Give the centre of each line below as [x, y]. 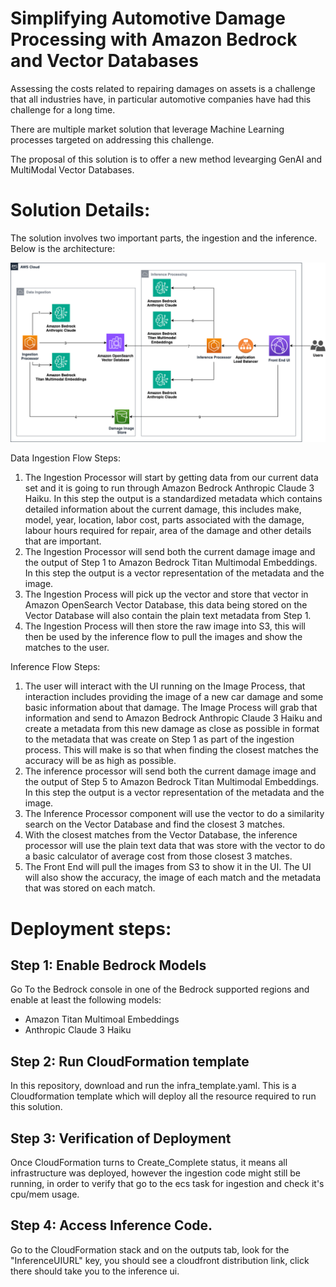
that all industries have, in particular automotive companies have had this [161, 99]
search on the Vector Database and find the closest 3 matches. [155, 824]
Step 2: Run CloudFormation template [130, 1061]
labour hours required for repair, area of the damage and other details [168, 531]
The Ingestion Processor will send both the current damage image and [170, 552]
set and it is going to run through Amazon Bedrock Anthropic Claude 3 [169, 488]
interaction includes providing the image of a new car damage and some [174, 697]
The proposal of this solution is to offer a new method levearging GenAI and [166, 159]
